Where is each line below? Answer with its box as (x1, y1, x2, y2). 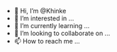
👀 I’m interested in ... (13, 14, 74, 22)
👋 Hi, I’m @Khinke (13, 7, 67, 15)
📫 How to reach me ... (13, 37, 80, 45)
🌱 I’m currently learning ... (13, 22, 90, 30)
